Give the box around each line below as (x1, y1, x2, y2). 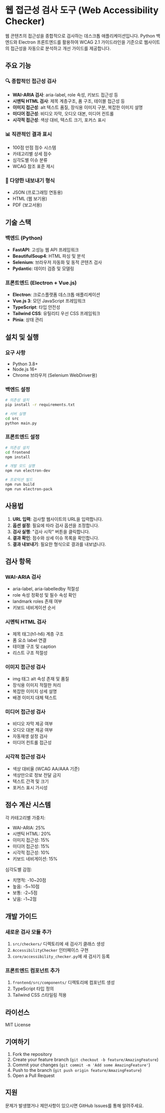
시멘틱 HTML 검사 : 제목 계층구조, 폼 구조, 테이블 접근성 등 (12, 98, 125, 104)
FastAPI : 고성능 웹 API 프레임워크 (12, 246, 79, 252)
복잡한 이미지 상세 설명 (12, 688, 57, 694)
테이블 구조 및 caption (12, 643, 57, 649)
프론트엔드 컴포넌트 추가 (5, 967, 60, 974)
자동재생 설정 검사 (12, 733, 48, 739)
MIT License (5, 1022, 31, 1028)
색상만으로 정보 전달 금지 (12, 772, 61, 778)
